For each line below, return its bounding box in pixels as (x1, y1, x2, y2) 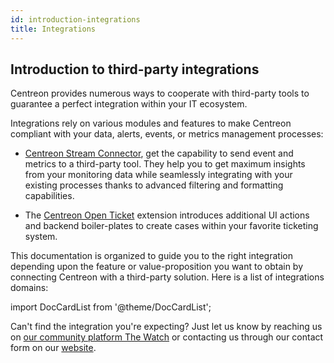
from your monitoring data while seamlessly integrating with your (24, 169, 293, 181)
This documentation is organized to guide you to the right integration (10, 250, 293, 262)
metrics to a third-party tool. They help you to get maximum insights (24, 158, 306, 170)
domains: (10, 282, 49, 294)
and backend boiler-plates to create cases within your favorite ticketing (24, 220, 319, 232)
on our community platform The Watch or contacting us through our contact (10, 331, 324, 343)
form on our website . (10, 342, 97, 354)
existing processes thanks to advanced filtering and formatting (24, 179, 284, 191)
